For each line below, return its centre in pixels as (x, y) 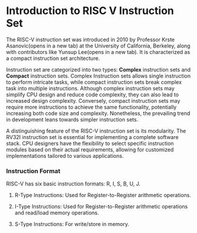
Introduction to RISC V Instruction (90, 11)
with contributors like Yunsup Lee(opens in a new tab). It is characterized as (98, 52)
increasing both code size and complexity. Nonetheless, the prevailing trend (98, 113)
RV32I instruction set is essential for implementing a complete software (92, 137)
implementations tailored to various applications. (65, 156)
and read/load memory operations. (57, 213)
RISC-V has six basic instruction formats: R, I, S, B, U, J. (74, 184)
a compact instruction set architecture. (53, 58)
